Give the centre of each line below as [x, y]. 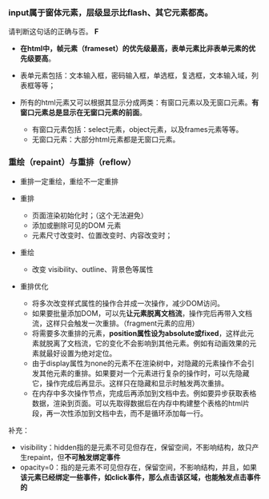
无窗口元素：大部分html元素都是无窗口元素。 [106, 140]
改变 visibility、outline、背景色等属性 [92, 269]
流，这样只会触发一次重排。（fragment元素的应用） [115, 323]
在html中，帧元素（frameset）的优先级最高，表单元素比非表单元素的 [134, 49]
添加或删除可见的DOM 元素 [76, 225]
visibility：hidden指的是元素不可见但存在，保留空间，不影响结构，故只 [136, 447]
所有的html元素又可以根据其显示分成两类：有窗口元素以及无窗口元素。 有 [139, 102]
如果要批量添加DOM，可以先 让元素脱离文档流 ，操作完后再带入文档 [142, 313]
